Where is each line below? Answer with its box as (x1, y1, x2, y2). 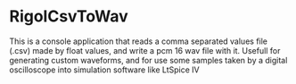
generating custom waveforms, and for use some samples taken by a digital (9, 55, 288, 65)
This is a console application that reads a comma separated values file (9, 36, 268, 46)
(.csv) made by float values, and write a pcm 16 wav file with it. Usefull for (9, 45, 281, 55)
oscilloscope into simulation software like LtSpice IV (9, 64, 201, 75)
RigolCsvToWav (9, 6, 128, 27)
